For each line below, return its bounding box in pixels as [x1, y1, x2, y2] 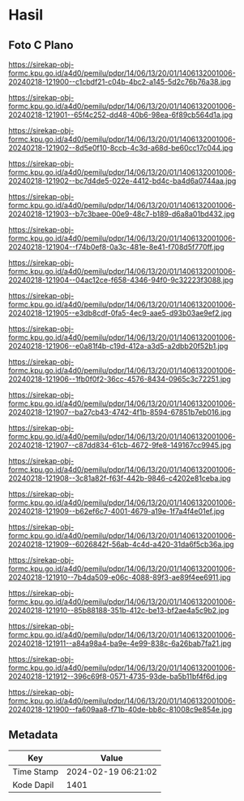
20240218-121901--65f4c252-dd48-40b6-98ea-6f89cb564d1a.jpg [8, 110, 233, 120]
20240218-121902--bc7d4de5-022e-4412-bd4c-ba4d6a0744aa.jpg [8, 176, 237, 185]
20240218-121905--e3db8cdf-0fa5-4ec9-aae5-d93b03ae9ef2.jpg [8, 308, 233, 318]
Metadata [8, 728, 58, 742]
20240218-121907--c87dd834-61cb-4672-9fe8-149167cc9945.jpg [8, 441, 232, 450]
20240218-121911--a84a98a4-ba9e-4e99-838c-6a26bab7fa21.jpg [8, 638, 232, 648]
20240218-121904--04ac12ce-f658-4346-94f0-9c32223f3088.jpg [8, 275, 233, 285]
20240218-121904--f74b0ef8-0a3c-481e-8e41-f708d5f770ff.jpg [8, 242, 225, 251]
